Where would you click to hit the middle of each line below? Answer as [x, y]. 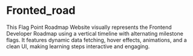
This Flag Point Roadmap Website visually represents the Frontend [89, 27]
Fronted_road [41, 11]
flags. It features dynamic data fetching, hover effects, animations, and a [97, 40]
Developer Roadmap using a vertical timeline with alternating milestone [95, 33]
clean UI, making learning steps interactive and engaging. [78, 46]
